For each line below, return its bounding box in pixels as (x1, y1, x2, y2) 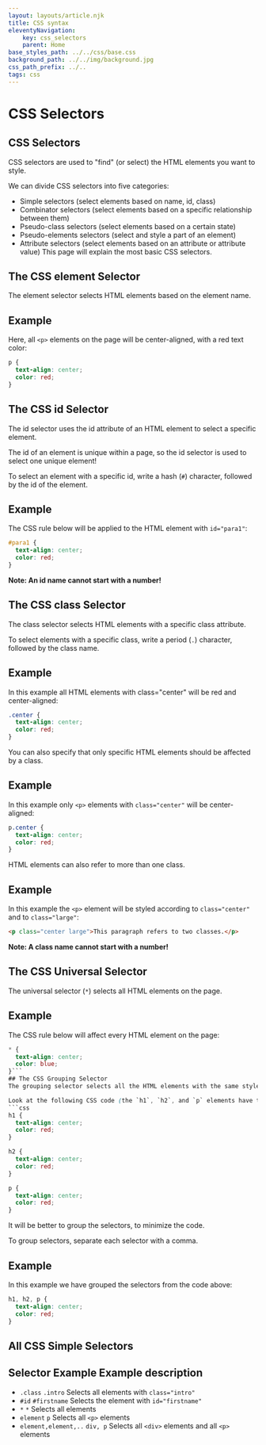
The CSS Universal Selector (8, 965, 148, 979)
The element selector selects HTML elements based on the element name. (8, 291, 252, 300)
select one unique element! (8, 456, 97, 465)
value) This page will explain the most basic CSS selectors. (19, 247, 212, 256)
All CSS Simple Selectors (8, 1339, 134, 1352)
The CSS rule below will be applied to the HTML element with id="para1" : (8, 524, 248, 533)
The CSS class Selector (8, 598, 127, 612)
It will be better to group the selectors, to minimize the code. (8, 1221, 205, 1230)
